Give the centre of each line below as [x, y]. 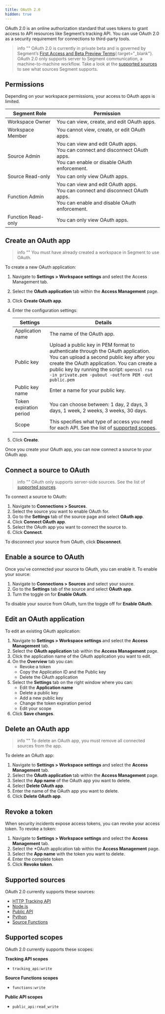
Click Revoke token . [33, 864]
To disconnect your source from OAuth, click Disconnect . [63, 542]
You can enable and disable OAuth [96, 203]
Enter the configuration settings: [45, 310]
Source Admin [24, 156]
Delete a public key [39, 692]
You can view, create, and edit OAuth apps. [106, 122]
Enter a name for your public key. [88, 390]
